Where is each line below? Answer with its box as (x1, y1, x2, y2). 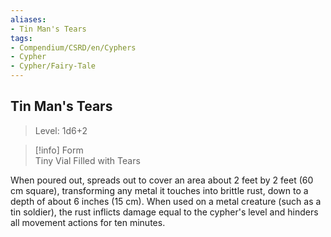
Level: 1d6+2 (34, 124, 88, 136)
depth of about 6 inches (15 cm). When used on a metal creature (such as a (10, 195, 322, 207)
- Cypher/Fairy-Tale (10, 61, 97, 71)
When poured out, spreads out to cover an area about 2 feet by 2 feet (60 (10, 174, 314, 186)
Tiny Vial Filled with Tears (34, 154, 141, 166)
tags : (10, 33, 33, 43)
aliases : (10, 14, 47, 25)
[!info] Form (34, 144, 84, 156)
